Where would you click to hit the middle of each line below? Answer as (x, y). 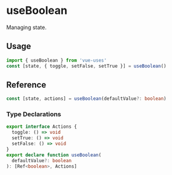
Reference (26, 84)
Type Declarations (34, 114)
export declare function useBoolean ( (54, 155)
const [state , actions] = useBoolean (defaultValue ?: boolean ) (86, 99)
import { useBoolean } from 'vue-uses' (57, 60)
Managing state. (26, 27)
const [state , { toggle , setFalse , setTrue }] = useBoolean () (86, 66)
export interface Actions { (42, 127)
